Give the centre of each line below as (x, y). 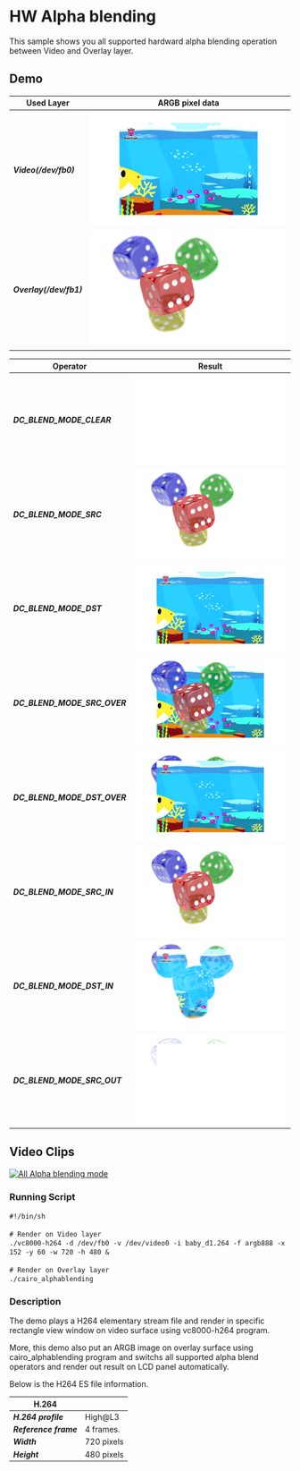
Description (35, 1301)
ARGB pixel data (188, 103)
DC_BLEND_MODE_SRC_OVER (70, 703)
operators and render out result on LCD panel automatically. (119, 1367)
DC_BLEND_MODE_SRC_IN (63, 891)
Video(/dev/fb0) (44, 170)
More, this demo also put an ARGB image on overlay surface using (131, 1348)
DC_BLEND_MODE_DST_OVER (70, 797)
